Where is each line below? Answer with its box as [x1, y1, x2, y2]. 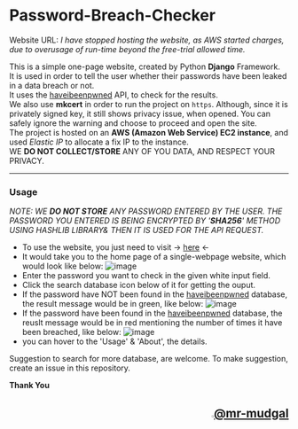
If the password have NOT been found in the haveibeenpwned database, [21, 289, 288, 300]
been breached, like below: [21, 327, 122, 338]
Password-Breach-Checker [9, 5, 216, 26]
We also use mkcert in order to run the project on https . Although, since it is [9, 98, 288, 109]
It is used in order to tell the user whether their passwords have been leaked [9, 70, 287, 81]
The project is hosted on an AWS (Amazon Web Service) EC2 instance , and [9, 127, 288, 137]
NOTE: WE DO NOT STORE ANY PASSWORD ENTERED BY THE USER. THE [9, 206, 283, 217]
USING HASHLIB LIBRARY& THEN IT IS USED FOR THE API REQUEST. [9, 225, 264, 236]
